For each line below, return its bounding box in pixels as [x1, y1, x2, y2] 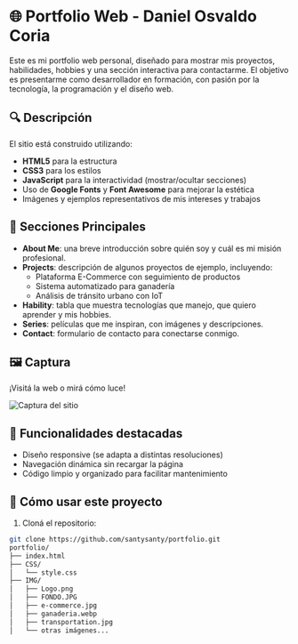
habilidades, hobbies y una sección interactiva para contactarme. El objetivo [9, 64, 289, 75]
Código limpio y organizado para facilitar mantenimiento [21, 469, 229, 479]
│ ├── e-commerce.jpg [9, 601, 98, 610]
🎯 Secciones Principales [9, 220, 147, 235]
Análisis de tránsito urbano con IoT [35, 290, 164, 301]
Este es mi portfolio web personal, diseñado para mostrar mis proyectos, [9, 55, 276, 66]
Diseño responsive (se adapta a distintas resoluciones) [21, 449, 224, 460]
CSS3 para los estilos [21, 165, 101, 175]
